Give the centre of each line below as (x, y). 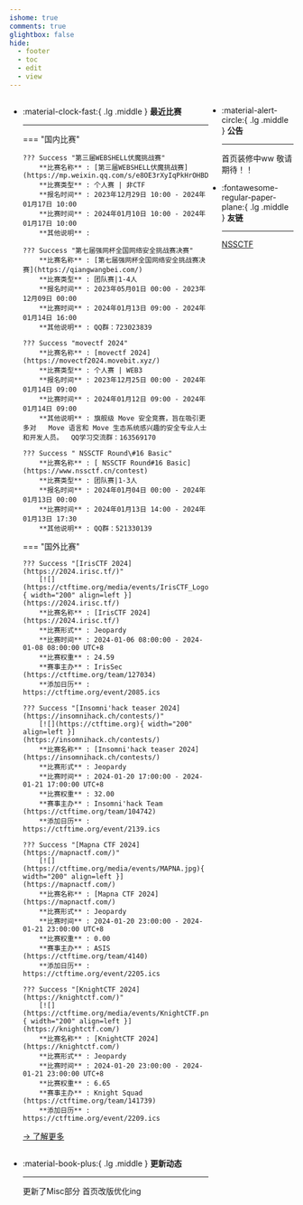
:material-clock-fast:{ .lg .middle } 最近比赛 (102, 111)
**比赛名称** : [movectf (83, 353)
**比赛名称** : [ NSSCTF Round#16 (101, 463)
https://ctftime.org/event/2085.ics (91, 692)
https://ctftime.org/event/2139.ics (91, 829)
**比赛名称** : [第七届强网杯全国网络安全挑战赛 (119, 260)
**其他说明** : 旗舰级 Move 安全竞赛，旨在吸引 (119, 418)
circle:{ (234, 119)
